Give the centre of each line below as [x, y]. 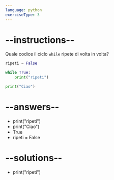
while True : [18, 73]
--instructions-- [40, 40]
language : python [24, 10]
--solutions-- [34, 158]
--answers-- [32, 107]
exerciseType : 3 [22, 15]
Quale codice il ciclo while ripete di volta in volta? [57, 54]
